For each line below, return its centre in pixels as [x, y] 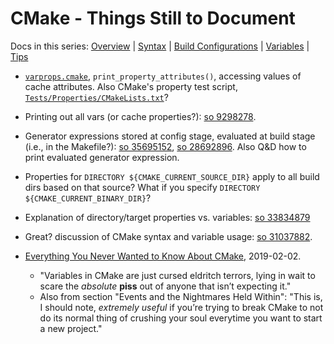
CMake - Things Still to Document [153, 18]
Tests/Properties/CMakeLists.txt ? [96, 97]
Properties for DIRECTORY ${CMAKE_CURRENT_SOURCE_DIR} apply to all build [172, 176]
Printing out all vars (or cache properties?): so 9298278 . [140, 116]
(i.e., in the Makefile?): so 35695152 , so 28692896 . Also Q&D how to [165, 146]
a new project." [71, 328]
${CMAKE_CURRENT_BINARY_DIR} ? [88, 198]
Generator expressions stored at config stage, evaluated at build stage [170, 136]
